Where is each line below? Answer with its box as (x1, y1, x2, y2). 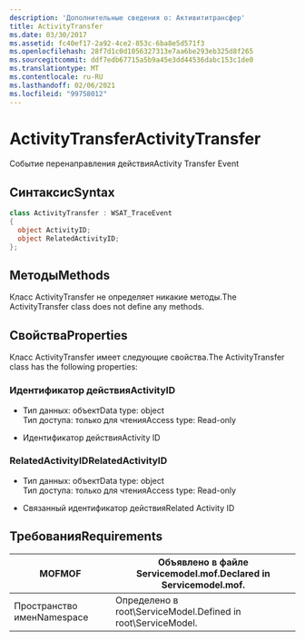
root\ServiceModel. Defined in (114, 605, 241, 617)
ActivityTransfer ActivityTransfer (9, 128, 261, 149)
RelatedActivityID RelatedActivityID (9, 455, 168, 468)
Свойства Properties (9, 328, 129, 343)
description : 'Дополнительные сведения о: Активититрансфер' (9, 13, 246, 23)
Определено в (114, 594, 179, 606)
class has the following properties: (9, 361, 138, 372)
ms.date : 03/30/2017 (9, 30, 88, 39)
